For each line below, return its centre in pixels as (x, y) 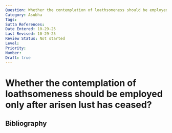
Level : (12, 43)
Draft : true (18, 58)
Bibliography (26, 123)
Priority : (16, 48)
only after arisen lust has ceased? (79, 105)
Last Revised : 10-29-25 (31, 34)
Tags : (11, 19)
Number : (14, 53)
